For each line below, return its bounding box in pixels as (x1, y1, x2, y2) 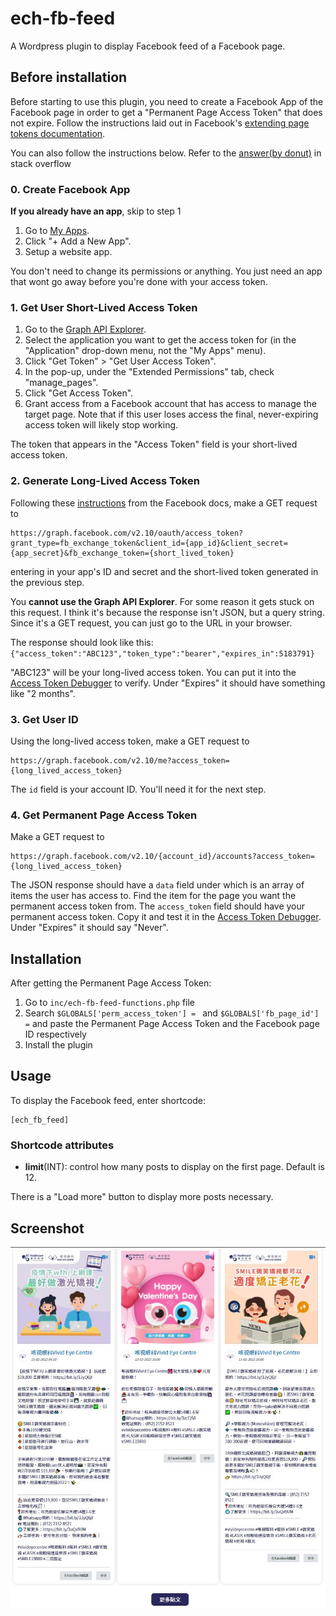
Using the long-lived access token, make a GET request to (10, 735, 250, 747)
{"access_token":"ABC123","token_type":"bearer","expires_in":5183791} (10, 648, 315, 659)
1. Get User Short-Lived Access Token (10, 300, 198, 314)
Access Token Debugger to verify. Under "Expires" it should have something (10, 677, 326, 689)
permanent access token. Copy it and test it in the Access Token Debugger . (10, 911, 322, 923)
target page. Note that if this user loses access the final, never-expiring (24, 408, 319, 421)
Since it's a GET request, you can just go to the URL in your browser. (10, 617, 293, 629)
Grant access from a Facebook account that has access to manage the (24, 398, 317, 410)
